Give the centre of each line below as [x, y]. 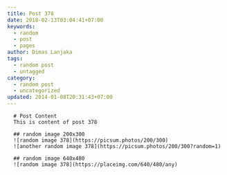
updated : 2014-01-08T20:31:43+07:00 [60, 98]
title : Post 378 [30, 13]
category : [21, 78]
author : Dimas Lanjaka [40, 53]
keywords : [21, 26]
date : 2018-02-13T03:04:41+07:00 [55, 20]
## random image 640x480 [49, 158]
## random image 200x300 [49, 134]
